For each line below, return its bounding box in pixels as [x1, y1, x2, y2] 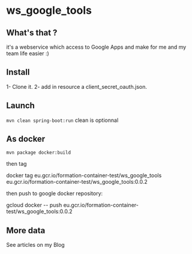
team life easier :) [6, 50, 49, 57]
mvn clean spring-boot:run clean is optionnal [6, 116, 119, 124]
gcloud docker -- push [6, 202, 62, 209]
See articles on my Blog [6, 241, 65, 249]
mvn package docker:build [6, 150, 71, 156]
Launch [6, 100, 35, 111]
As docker [6, 134, 46, 144]
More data [6, 225, 46, 235]
